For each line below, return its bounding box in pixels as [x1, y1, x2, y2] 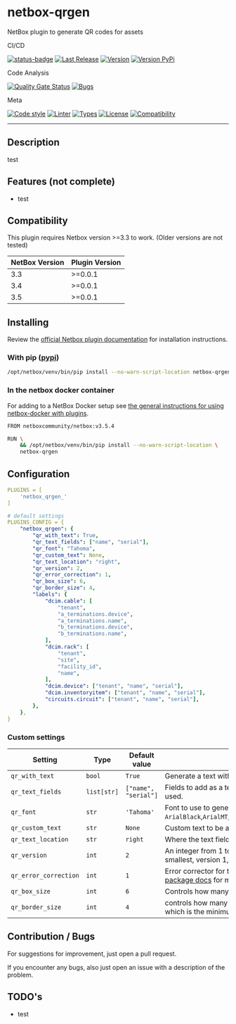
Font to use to [164, 803, 211, 813]
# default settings [7, 512, 65, 519]
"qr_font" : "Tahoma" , [32, 545, 96, 552]
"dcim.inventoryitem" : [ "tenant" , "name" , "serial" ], [44, 689, 206, 696]
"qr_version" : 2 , [32, 565, 83, 572]
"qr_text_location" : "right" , [32, 558, 121, 565]
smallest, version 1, [164, 854, 229, 864]
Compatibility [7, 214, 68, 226]
